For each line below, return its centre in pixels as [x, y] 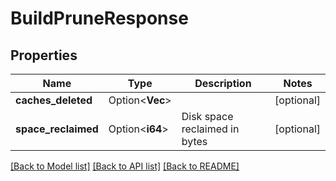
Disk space [207, 116]
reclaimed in [210, 129]
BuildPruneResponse [99, 18]
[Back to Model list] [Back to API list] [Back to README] [125, 166]
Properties [44, 55]
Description [223, 83]
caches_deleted [54, 100]
